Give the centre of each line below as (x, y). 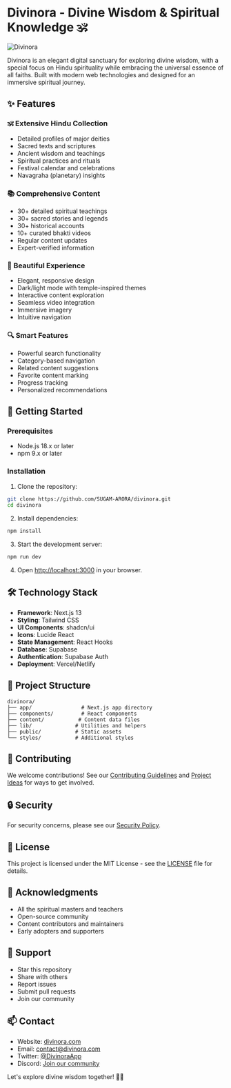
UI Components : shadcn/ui (56, 627)
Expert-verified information (56, 248)
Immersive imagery (44, 310)
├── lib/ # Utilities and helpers (77, 725)
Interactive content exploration (61, 295)
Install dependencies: (48, 518)
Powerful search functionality (59, 353)
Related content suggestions (58, 367)
